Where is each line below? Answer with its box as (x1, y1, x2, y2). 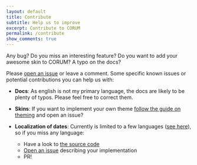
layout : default (6, 8, 46, 15)
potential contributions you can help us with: (6, 76, 114, 83)
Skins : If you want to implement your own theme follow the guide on (14, 105, 181, 112)
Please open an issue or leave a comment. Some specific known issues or (6, 70, 186, 77)
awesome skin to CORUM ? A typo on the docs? (6, 58, 122, 65)
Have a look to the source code (23, 141, 100, 147)
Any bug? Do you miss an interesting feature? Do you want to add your (6, 52, 178, 59)
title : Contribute (6, 14, 51, 20)
